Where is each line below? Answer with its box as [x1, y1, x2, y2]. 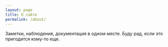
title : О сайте [5, 12, 37, 17]
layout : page [5, 7, 33, 13]
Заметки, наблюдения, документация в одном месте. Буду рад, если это [5, 31, 163, 37]
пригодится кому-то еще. [5, 36, 60, 42]
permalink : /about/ [5, 17, 46, 22]
